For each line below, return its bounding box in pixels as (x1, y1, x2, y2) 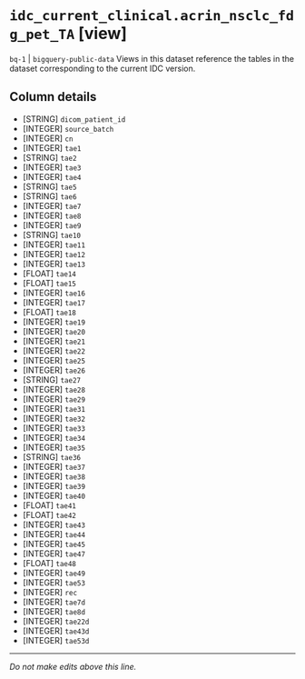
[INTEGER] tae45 (22, 538, 86, 549)
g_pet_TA (9, 26, 75, 44)
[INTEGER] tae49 (22, 567, 86, 578)
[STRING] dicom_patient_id (22, 113, 126, 125)
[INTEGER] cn (22, 133, 74, 144)
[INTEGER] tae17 (22, 296, 86, 307)
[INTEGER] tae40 (22, 490, 86, 501)
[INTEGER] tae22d (22, 615, 90, 626)
